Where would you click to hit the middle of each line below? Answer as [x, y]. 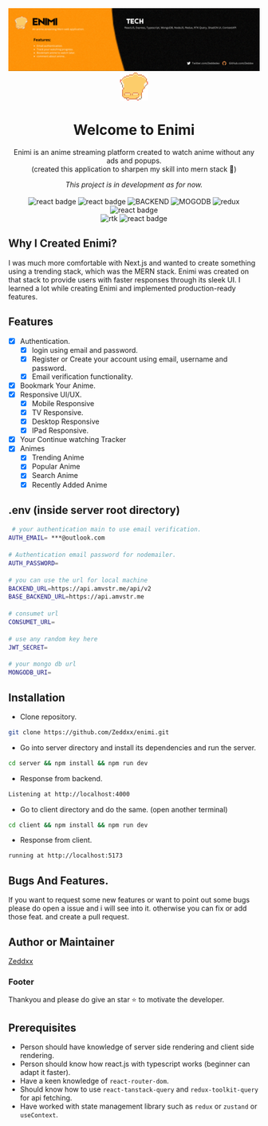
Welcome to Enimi [134, 130]
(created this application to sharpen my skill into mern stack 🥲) [134, 169]
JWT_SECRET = [28, 647]
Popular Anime [56, 467]
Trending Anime [58, 457]
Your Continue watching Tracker [73, 440]
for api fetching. [46, 1098]
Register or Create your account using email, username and [130, 359]
